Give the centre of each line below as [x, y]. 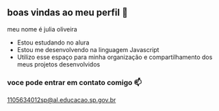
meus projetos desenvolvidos [59, 64]
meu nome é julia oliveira [42, 29]
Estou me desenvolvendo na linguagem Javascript [88, 49]
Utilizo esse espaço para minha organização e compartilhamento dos [115, 57]
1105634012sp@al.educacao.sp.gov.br [62, 100]
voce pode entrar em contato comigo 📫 [75, 82]
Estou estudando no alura [53, 42]
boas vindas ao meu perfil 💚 [67, 13]
